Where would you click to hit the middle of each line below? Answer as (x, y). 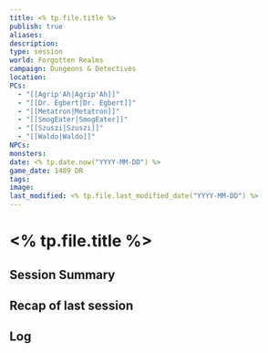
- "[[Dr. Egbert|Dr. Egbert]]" (77, 103)
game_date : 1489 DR (46, 171)
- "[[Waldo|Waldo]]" (57, 137)
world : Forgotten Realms (57, 60)
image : (22, 188)
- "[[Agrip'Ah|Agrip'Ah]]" (69, 94)
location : (28, 78)
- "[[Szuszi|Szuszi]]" (61, 129)
